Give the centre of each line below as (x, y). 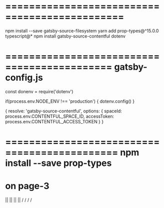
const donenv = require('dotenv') (39, 91)
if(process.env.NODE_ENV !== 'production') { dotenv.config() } (70, 101)
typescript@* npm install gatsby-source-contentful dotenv (65, 36)
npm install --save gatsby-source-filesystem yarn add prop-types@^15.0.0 (82, 31)
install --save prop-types (58, 163)
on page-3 (27, 186)
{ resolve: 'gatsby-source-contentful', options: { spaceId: (64, 111)
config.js (24, 78)
